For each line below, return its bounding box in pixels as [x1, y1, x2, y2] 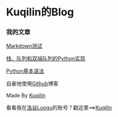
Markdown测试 [6, 43, 42, 50]
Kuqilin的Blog [6, 5, 74, 19]
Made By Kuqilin [6, 92, 46, 99]
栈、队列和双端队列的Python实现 [6, 55, 86, 62]
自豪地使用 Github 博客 [6, 80, 59, 87]
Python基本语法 [6, 67, 44, 74]
